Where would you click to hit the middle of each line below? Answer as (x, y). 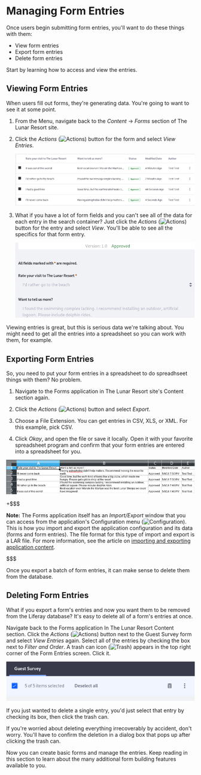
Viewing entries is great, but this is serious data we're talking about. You (95, 328)
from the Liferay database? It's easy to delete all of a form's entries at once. (100, 616)
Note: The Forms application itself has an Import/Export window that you (96, 515)
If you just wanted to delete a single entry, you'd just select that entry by (95, 710)
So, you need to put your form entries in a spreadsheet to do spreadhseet (97, 373)
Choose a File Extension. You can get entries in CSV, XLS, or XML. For (101, 421)
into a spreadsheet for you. (48, 451)
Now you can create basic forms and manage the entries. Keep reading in (97, 753)
